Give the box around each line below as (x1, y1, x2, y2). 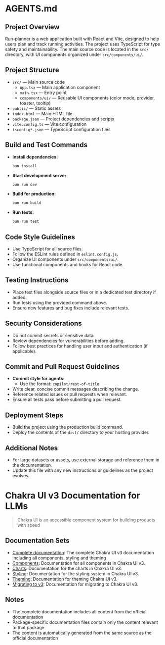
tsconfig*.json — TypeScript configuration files (12, 126, 111, 132)
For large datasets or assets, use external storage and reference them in (12, 457, 160, 463)
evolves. (12, 473, 30, 478)
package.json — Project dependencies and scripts (12, 116, 115, 122)
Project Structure (5, 66, 59, 74)
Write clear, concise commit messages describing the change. (12, 386, 139, 392)
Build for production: (12, 191, 56, 197)
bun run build (12, 200, 41, 205)
